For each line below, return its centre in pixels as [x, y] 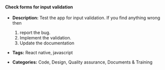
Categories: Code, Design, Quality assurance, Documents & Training [82, 62]
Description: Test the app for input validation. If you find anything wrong [86, 18]
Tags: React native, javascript [42, 53]
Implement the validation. [45, 38]
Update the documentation [47, 43]
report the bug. [35, 33]
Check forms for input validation [39, 7]
